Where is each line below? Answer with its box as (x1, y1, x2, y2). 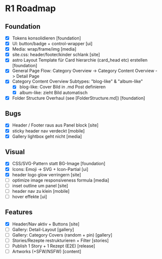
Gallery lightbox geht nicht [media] (12, 133, 82, 139)
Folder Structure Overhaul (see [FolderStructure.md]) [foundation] (12, 95, 145, 101)
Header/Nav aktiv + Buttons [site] (12, 221, 80, 227)
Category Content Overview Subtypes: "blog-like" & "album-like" (12, 78, 143, 84)
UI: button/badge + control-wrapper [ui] (12, 41, 93, 47)
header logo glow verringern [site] (12, 171, 81, 178)
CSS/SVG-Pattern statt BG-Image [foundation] (12, 161, 106, 166)
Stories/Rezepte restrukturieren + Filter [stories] (12, 237, 109, 243)
